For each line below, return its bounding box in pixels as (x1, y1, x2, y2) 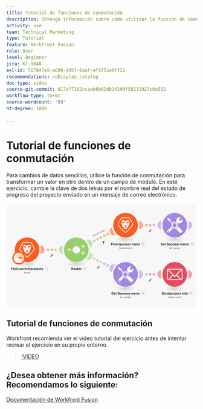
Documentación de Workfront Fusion (6, 396, 98, 403)
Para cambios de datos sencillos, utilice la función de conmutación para (6, 171, 185, 178)
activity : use (6, 22, 42, 28)
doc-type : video (6, 80, 47, 86)
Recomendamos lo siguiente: (6, 380, 118, 390)
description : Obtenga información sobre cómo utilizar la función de (6, 16, 185, 22)
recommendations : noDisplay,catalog (6, 73, 98, 80)
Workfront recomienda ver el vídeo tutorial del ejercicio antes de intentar (6, 335, 187, 342)
